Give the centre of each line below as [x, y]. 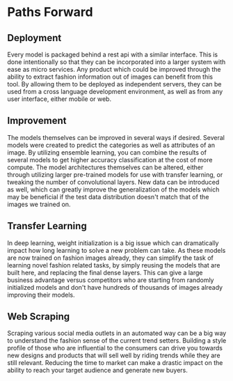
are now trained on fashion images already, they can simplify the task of [111, 258]
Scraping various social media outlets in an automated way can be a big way [117, 333]
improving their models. [41, 295]
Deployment [34, 38]
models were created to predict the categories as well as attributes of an [111, 145]
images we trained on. [39, 204]
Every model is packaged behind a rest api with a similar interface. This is [112, 54]
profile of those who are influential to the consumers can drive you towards [115, 348]
